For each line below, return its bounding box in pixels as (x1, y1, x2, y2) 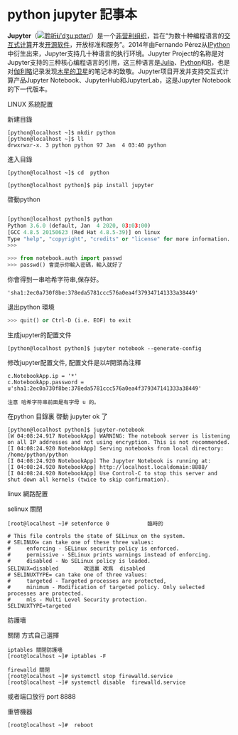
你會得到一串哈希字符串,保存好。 (7, 275, 103, 284)
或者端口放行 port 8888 (7, 692, 76, 701)
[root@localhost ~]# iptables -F (7, 652, 107, 660)
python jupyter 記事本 (7, 6, 137, 23)
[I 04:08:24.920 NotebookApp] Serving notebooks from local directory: (7, 445, 224, 452)
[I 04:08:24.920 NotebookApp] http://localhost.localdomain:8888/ (7, 463, 208, 470)
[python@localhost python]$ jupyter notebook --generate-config (7, 344, 202, 352)
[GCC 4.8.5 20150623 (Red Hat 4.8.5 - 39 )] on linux (7, 228, 161, 236)
